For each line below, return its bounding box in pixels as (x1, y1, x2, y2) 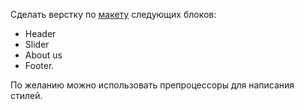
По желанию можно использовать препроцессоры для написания (10, 79, 295, 91)
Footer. (24, 60, 55, 71)
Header (24, 28, 57, 39)
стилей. (10, 90, 43, 101)
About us (24, 49, 63, 61)
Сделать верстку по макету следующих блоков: (10, 9, 217, 20)
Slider (24, 39, 50, 50)
